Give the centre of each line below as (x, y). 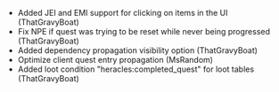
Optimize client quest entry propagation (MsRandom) (115, 60)
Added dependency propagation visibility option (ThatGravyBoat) (138, 50)
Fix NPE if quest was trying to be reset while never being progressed (144, 31)
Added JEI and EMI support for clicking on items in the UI (123, 13)
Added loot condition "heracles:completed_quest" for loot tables (136, 69)
